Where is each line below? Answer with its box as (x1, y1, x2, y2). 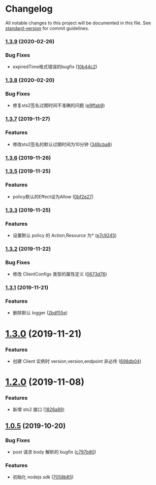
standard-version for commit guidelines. (5, 25, 89, 31)
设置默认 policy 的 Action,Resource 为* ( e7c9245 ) (12, 232, 117, 238)
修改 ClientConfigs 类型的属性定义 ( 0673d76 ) (12, 271, 108, 277)
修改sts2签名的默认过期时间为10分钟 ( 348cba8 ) (12, 141, 112, 147)
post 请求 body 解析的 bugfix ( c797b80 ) (12, 449, 97, 455)
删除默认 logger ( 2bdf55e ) (12, 310, 68, 316)
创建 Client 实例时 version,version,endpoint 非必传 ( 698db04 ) (12, 358, 141, 364)
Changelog (5, 3, 53, 15)
